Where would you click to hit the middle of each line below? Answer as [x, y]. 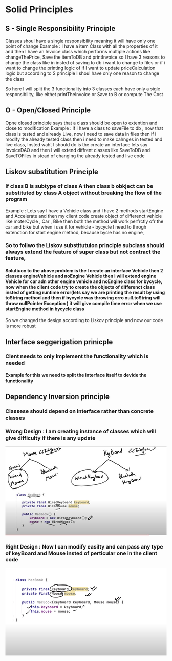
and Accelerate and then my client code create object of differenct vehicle [84, 216]
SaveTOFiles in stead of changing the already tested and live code [75, 156]
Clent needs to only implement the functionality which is [77, 356]
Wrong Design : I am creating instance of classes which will [81, 431]
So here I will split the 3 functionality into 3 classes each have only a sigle [83, 89]
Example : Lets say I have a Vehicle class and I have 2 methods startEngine [84, 210]
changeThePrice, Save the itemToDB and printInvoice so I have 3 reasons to [85, 57]
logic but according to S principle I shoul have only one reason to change [82, 73]
